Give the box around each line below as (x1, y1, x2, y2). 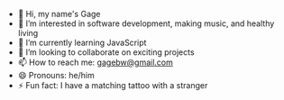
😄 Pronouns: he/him (17, 70, 95, 80)
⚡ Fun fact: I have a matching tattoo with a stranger (17, 80, 208, 90)
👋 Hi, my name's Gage (17, 9, 101, 19)
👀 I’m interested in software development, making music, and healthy (17, 18, 275, 29)
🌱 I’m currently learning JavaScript (17, 37, 147, 48)
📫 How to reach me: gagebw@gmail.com (17, 57, 174, 68)
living (17, 28, 39, 38)
